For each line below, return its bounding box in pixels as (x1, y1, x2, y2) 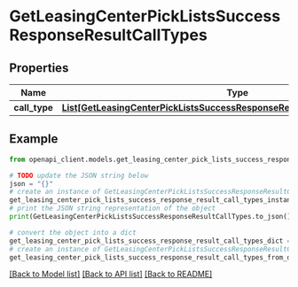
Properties (9, 60, 69, 75)
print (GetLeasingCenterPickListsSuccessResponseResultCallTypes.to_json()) (9, 213, 295, 221)
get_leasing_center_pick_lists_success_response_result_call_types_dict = (9, 237, 292, 245)
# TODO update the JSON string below (9, 171, 149, 180)
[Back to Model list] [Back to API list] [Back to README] (9, 268, 213, 280)
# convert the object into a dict (9, 228, 137, 237)
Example (9, 131, 59, 147)
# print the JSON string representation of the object (9, 204, 216, 213)
